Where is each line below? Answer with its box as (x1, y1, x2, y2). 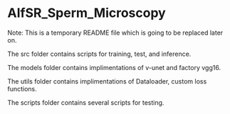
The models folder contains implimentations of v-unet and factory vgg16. (7, 63, 221, 72)
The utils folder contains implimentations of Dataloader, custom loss (7, 76, 207, 86)
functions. (7, 84, 37, 93)
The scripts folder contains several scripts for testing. (7, 98, 164, 107)
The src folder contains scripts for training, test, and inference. (7, 50, 192, 58)
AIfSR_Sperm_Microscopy (7, 5, 166, 21)
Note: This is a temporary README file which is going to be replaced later (7, 28, 224, 37)
